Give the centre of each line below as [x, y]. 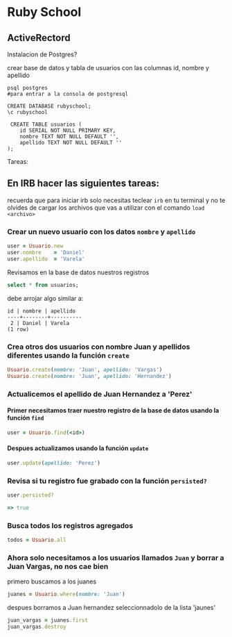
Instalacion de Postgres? [42, 54]
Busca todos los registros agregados [70, 525]
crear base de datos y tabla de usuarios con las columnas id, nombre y [108, 68]
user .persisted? [30, 495]
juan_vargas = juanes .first [48, 620]
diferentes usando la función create [68, 355]
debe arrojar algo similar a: [45, 298]
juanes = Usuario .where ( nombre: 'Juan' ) [66, 595]
